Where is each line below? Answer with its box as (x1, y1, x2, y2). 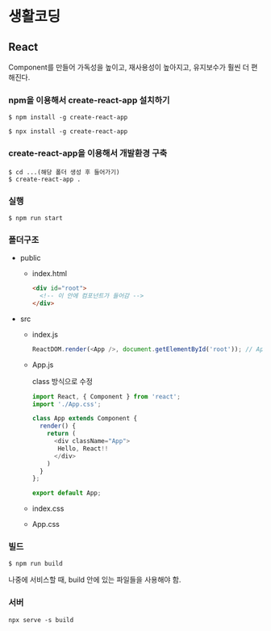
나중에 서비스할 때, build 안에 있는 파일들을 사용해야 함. (8, 575, 181, 585)
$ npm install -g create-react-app (8, 114, 128, 122)
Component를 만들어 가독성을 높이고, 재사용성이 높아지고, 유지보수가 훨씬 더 (8, 62, 250, 72)
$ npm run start (8, 214, 63, 222)
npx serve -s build (8, 616, 74, 624)
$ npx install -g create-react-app (8, 127, 128, 136)
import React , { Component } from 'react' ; (31, 392, 181, 400)
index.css (31, 504, 65, 513)
